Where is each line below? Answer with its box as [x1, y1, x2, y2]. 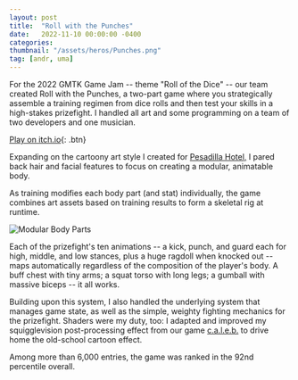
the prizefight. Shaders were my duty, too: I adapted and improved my [9, 316, 267, 326]
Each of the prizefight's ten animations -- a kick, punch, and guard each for [9, 242, 287, 252]
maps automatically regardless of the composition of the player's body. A [9, 260, 278, 270]
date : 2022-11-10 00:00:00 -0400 [9, 29, 142, 38]
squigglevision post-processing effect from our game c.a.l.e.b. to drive [9, 325, 269, 335]
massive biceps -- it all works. [9, 279, 120, 290]
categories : [9, 37, 54, 47]
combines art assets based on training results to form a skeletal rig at [9, 197, 264, 208]
